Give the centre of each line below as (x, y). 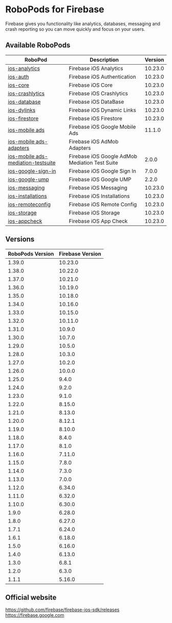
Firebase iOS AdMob (94, 141)
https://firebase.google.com (35, 615)
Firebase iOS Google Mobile (102, 127)
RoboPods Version (31, 254)
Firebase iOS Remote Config (103, 204)
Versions (20, 239)
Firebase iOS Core (91, 85)
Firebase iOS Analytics (96, 68)
